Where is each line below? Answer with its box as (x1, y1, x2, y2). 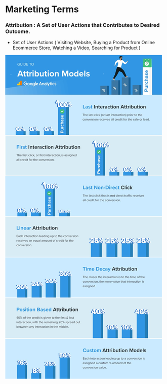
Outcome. (5, 28, 30, 35)
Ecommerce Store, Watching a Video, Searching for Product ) (12, 45, 141, 51)
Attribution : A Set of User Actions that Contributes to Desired (5, 22, 160, 29)
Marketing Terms (5, 4, 79, 15)
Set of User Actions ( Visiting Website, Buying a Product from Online (12, 40, 155, 46)
